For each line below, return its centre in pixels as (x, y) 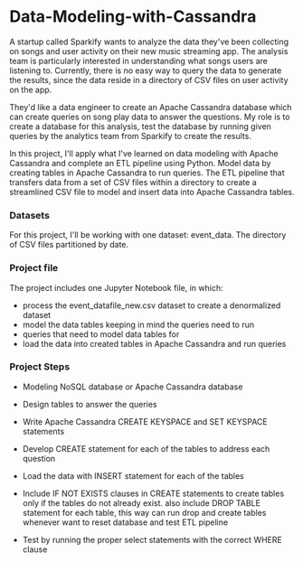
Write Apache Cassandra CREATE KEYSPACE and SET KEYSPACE (145, 421)
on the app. (31, 89)
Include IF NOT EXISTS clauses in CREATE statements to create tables (153, 493)
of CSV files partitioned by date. (69, 245)
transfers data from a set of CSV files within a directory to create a (133, 182)
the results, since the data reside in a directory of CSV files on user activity (149, 80)
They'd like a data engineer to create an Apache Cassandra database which (151, 107)
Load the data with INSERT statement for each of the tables (133, 475)
